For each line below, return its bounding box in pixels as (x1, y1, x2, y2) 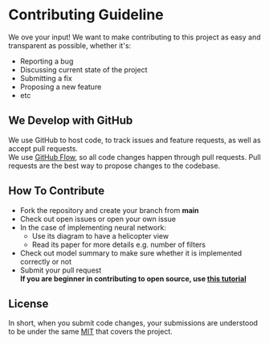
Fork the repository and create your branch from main (19, 205, 199, 215)
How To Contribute (8, 184, 105, 198)
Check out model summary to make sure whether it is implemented (19, 248, 243, 258)
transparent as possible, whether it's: (8, 40, 132, 50)
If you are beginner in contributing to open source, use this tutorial (19, 273, 247, 283)
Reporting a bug (19, 56, 74, 66)
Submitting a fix (19, 73, 72, 83)
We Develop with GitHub (8, 114, 133, 128)
